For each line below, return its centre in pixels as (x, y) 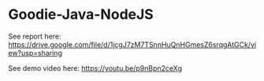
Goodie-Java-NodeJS (81, 15)
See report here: (35, 36)
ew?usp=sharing (35, 53)
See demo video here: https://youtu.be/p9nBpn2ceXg (95, 68)
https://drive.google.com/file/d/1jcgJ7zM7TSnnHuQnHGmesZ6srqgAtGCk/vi (132, 44)
